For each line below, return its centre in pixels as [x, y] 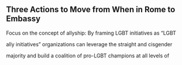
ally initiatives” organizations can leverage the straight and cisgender [89, 44]
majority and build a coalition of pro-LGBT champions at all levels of [88, 56]
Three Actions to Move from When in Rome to [91, 10]
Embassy [23, 19]
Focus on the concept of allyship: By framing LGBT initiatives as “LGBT [91, 33]
